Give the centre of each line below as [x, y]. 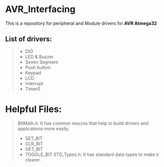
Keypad [33, 73]
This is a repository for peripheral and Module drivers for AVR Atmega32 [81, 23]
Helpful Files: [34, 109]
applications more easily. [43, 128]
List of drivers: [29, 39]
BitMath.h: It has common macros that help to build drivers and [83, 123]
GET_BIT [34, 149]
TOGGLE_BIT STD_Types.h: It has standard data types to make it [92, 154]
